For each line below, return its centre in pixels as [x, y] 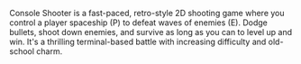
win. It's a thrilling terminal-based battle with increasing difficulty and [138, 41]
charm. [49, 51]
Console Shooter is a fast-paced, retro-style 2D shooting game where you [147, 13]
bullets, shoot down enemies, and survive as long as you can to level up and [151, 32]
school [22, 51]
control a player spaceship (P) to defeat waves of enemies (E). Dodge [138, 23]
